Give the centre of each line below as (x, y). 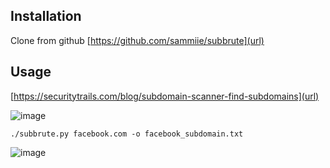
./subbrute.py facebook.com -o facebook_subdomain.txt (127, 134)
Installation (46, 16)
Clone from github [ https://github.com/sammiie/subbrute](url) (137, 40)
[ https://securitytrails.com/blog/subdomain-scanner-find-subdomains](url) (165, 96)
